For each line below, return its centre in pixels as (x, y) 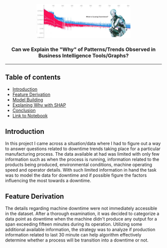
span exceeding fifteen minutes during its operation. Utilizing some (74, 224)
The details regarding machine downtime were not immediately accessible (81, 209)
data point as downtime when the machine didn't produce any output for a (81, 219)
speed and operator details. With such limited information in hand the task (81, 170)
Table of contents (33, 78)
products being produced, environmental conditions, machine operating (79, 165)
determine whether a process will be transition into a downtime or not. (77, 240)
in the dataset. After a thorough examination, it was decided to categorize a (82, 214)
